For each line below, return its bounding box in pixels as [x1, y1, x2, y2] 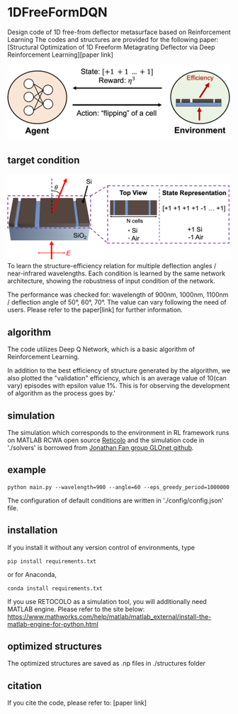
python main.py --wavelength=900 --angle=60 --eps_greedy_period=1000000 [7, 483, 230, 490]
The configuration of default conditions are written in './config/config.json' [7, 496, 225, 505]
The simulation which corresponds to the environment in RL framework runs [7, 429, 229, 437]
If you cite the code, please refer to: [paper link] [7, 698, 147, 707]
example [7, 464, 47, 476]
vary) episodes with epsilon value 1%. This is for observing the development [7, 381, 230, 390]
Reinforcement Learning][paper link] [7, 50, 113, 59]
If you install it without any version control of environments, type [7, 543, 195, 551]
